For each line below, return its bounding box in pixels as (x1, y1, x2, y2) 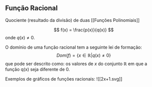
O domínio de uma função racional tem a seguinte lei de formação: (5, 44, 142, 50)
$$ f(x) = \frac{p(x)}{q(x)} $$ (54, 27, 114, 33)
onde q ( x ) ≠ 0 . (5, 34, 35, 40)
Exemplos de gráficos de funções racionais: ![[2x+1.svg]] (5, 76, 123, 82)
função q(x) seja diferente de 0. (5, 66, 70, 72)
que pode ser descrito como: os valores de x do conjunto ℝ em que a (5, 61, 148, 67)
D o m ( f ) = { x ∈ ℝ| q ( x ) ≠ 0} (56, 52, 111, 58)
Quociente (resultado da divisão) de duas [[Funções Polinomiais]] (5, 17, 140, 23)
